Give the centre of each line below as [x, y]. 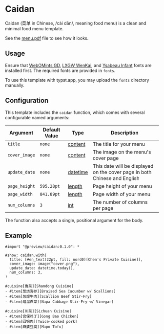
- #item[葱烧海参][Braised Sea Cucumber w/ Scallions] [61, 291]
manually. [15, 85]
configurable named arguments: [37, 117]
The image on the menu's [122, 152]
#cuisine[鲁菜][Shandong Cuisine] [40, 286]
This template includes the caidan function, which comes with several [75, 112]
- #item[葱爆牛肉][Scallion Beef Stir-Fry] [48, 297]
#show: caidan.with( [26, 255]
